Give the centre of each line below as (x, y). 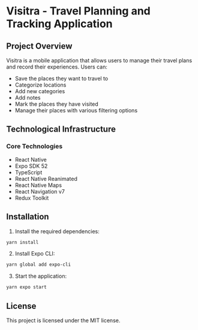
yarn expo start (26, 287)
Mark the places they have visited (57, 104)
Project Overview (39, 46)
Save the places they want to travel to (61, 78)
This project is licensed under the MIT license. (63, 320)
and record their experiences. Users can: (57, 67)
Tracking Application (59, 24)
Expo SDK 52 (31, 166)
